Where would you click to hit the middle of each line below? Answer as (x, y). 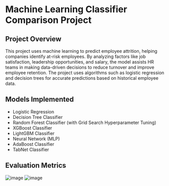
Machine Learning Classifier (66, 9)
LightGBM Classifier (34, 133)
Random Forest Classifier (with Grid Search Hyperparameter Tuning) (84, 122)
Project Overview (33, 39)
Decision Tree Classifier (38, 117)
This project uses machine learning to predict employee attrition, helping (81, 51)
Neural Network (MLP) (36, 139)
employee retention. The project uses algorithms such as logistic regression (85, 73)
